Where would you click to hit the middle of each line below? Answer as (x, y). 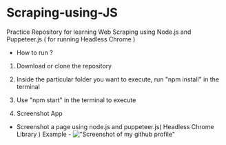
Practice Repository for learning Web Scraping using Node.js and (99, 32)
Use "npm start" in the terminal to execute (76, 100)
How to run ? (34, 52)
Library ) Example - (44, 134)
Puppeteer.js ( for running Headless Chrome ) (71, 39)
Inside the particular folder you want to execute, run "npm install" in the (118, 79)
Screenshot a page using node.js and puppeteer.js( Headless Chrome (115, 126)
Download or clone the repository (64, 66)
